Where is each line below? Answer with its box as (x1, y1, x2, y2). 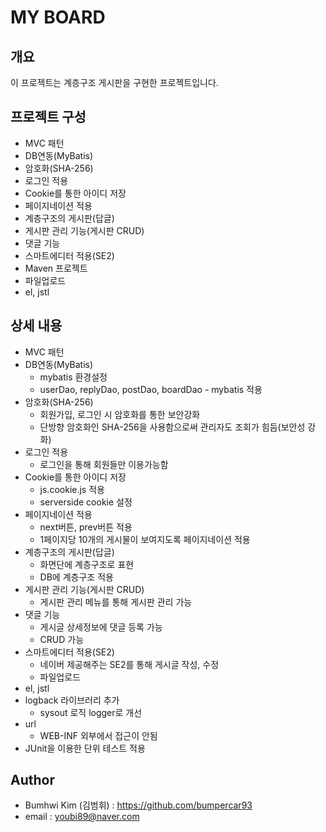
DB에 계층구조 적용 (39, 571, 114, 583)
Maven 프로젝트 (24, 262, 88, 274)
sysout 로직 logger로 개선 (39, 706, 143, 718)
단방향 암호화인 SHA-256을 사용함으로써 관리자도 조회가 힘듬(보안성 (39, 421, 306, 433)
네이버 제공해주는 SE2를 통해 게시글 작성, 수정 (39, 658, 220, 670)
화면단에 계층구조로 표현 (39, 558, 135, 570)
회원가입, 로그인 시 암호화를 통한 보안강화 (39, 408, 201, 420)
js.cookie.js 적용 (39, 483, 105, 495)
